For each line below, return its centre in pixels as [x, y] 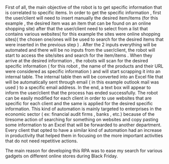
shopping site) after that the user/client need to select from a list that [76, 29]
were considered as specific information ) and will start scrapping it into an [83, 71]
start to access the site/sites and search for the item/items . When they [79, 55]
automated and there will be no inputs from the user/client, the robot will [80, 50]
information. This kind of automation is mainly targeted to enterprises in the [83, 109]
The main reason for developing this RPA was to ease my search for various [84, 151]
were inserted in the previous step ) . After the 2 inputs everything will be [81, 45]
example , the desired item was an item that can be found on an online [78, 23]
